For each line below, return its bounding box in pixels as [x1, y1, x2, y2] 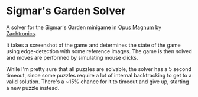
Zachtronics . [6, 30, 37, 37]
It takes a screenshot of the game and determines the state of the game [6, 41, 181, 48]
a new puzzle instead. [6, 84, 60, 91]
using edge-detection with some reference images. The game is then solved [6, 47, 192, 54]
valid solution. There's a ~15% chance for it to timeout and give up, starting [6, 78, 189, 85]
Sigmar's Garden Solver [6, 4, 126, 18]
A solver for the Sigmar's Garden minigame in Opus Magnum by [6, 24, 161, 31]
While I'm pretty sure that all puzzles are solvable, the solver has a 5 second [6, 65, 192, 72]
